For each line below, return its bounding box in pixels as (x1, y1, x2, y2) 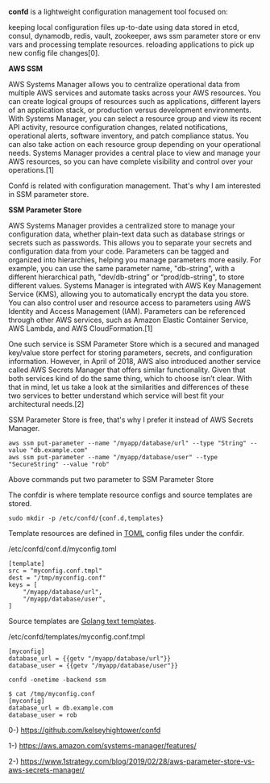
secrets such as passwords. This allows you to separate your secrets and (8, 238, 252, 247)
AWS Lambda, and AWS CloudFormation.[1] (8, 324, 153, 333)
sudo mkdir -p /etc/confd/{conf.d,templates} (8, 514, 164, 522)
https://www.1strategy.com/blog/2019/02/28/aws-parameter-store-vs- (20, 756, 255, 766)
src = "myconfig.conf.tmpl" (8, 567, 103, 575)
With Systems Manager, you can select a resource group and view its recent (8, 114, 262, 124)
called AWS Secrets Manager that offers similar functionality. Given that (8, 365, 246, 375)
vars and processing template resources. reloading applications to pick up (8, 40, 255, 49)
